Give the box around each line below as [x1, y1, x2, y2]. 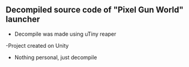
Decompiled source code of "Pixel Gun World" [5, 5, 184, 15]
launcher [5, 14, 40, 25]
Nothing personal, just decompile [14, 54, 97, 61]
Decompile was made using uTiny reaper [14, 30, 117, 37]
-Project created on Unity [5, 42, 69, 49]
